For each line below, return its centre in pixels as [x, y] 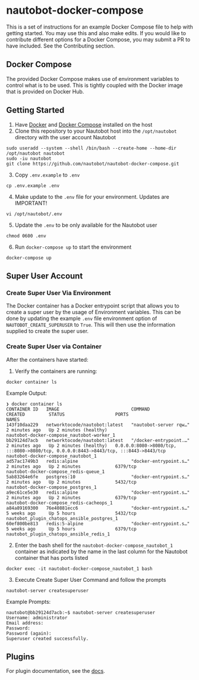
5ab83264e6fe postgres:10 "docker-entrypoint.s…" [98, 477]
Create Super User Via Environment [59, 293]
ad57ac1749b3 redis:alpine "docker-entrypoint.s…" [98, 461]
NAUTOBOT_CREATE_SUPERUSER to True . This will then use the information [91, 325]
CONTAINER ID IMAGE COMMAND [78, 409]
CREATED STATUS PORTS [67, 414]
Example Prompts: [29, 601]
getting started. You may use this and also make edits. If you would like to [96, 33]
